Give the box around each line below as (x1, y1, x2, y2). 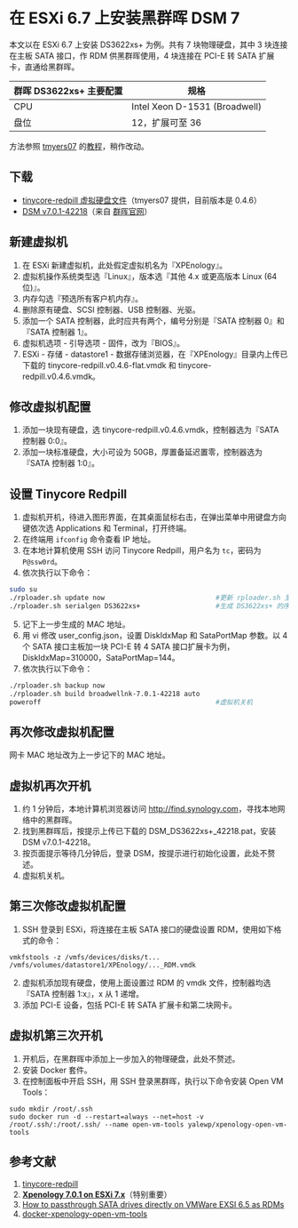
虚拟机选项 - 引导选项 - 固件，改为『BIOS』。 (21, 337, 185, 348)
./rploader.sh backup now (9, 681, 105, 690)
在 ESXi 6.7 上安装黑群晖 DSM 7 (9, 8, 240, 28)
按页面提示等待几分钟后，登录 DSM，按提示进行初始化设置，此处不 (21, 848, 268, 859)
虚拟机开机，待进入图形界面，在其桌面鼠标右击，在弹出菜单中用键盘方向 (21, 512, 286, 523)
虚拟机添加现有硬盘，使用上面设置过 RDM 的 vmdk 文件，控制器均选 (21, 977, 271, 988)
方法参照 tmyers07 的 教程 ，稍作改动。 (9, 140, 149, 151)
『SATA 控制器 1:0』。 (21, 458, 100, 469)
